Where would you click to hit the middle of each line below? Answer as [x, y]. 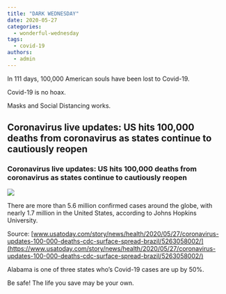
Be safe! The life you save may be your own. [71, 283]
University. [23, 220]
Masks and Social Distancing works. [59, 106]
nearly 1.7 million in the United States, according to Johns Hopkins [102, 213]
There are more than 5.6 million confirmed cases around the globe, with [110, 206]
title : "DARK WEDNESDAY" [43, 14]
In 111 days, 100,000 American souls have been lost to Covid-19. [98, 79]
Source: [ [20, 234]
